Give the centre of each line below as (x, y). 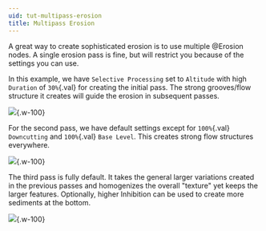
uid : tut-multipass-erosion (55, 16)
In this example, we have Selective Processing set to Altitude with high (127, 79)
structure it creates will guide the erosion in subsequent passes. (114, 95)
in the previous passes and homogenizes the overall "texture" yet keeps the (133, 185)
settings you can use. (44, 63)
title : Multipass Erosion (51, 23)
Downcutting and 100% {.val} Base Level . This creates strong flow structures (131, 136)
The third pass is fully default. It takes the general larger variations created (131, 176)
